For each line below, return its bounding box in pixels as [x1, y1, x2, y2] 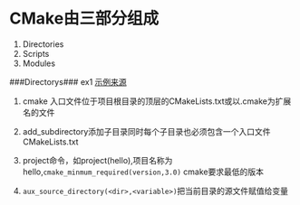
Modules [22, 58, 56, 69]
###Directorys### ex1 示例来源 [9, 76, 127, 87]
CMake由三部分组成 [9, 8, 160, 29]
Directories [22, 38, 64, 50]
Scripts [22, 48, 50, 59]
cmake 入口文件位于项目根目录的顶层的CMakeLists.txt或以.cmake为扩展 [22, 96, 292, 107]
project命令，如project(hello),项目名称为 [22, 154, 173, 165]
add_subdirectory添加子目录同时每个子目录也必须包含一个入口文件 [22, 126, 271, 136]
